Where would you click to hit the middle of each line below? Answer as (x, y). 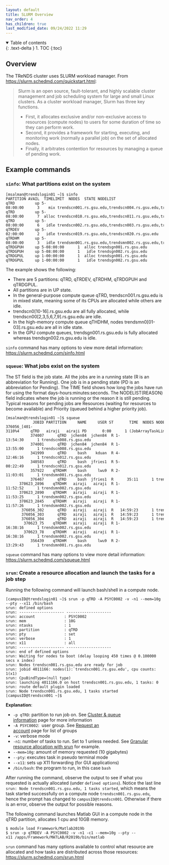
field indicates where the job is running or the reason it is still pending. (78, 398)
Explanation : (19, 705)
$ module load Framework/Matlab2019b (45, 829)
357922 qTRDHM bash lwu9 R (72, 470)
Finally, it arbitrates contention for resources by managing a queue (94, 148)
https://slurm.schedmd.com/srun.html (45, 857)
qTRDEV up (23, 229)
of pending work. (43, 154)
